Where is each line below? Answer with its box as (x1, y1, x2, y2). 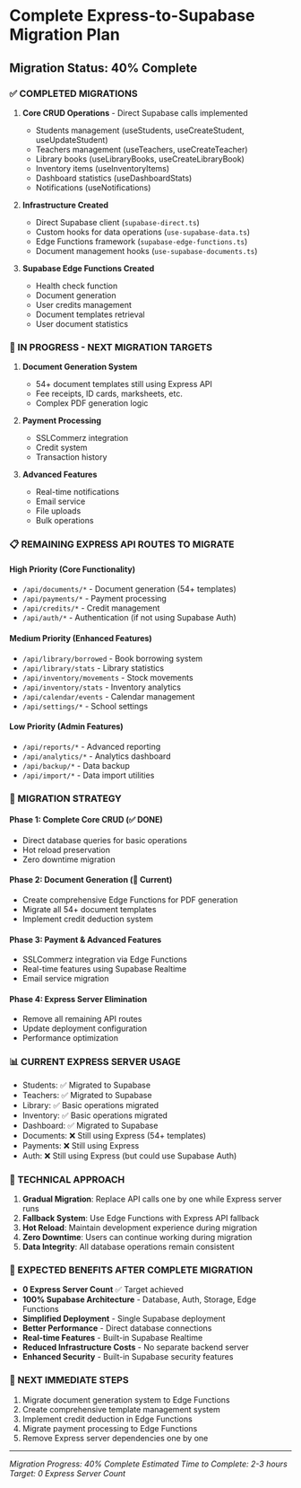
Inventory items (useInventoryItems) (35, 163, 170, 173)
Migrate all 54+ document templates (21, 904, 157, 915)
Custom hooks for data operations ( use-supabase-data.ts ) (35, 226, 251, 237)
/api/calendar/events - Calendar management (21, 691, 195, 701)
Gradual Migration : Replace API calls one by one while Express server (21, 1193, 282, 1204)
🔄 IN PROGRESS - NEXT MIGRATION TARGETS (9, 340, 213, 353)
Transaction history (35, 452, 107, 462)
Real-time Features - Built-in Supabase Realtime (21, 1333, 203, 1343)
